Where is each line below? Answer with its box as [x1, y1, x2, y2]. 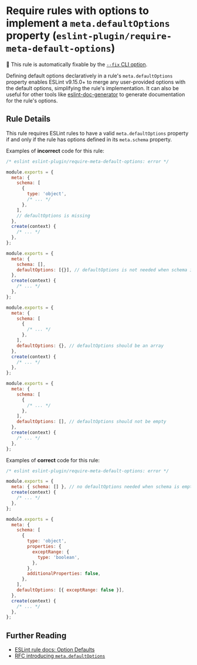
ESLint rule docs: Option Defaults [14, 646, 95, 653]
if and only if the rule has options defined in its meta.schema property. [6, 136, 172, 143]
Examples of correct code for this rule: [6, 456, 100, 463]
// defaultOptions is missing [16, 213, 91, 219]
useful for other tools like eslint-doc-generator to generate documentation [6, 91, 185, 98]
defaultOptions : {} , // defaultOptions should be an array [16, 343, 164, 349]
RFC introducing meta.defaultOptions [14, 652, 106, 660]
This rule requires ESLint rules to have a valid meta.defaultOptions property [6, 129, 189, 137]
